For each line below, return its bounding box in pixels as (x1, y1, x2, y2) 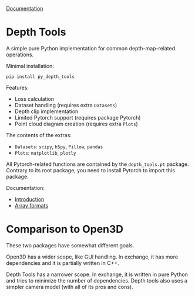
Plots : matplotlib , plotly (14, 149, 76, 156)
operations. (6, 51, 34, 58)
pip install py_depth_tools (6, 73, 75, 80)
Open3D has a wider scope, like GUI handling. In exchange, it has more (6, 253, 178, 260)
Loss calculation (14, 95, 55, 102)
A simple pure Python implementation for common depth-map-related (6, 45, 175, 52)
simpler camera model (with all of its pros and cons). (6, 283, 133, 290)
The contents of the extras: (6, 131, 72, 138)
